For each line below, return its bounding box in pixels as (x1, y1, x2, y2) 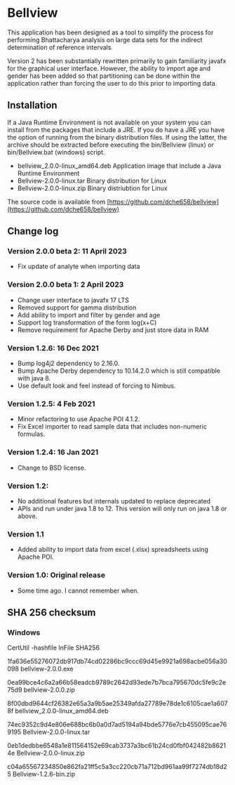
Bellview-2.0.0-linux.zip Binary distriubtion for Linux (17, 184, 168, 192)
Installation (7, 100, 58, 112)
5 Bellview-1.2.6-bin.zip (7, 770, 76, 779)
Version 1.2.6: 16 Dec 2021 (7, 343, 100, 352)
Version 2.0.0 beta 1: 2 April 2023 (7, 279, 124, 289)
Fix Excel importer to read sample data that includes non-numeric (17, 423, 207, 431)
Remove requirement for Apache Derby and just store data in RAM (17, 325, 209, 334)
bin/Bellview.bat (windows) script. (7, 147, 105, 156)
